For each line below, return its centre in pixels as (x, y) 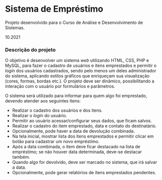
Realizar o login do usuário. (40, 116)
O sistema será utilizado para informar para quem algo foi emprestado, (76, 96)
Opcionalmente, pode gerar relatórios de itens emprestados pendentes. (84, 173)
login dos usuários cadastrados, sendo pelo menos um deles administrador (81, 71)
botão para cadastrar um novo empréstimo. (56, 141)
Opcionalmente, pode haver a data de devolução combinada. (73, 131)
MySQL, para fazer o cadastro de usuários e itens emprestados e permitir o (81, 66)
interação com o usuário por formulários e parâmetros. (60, 86)
